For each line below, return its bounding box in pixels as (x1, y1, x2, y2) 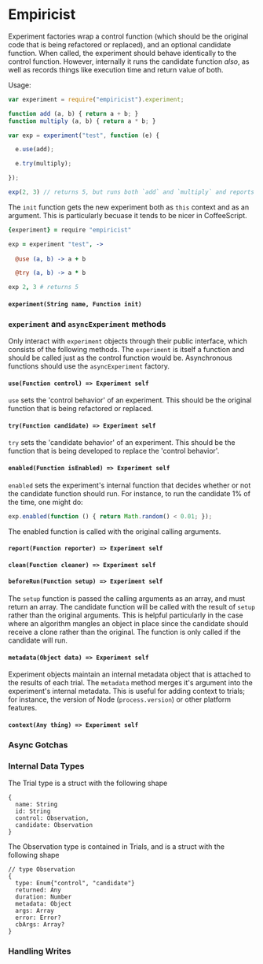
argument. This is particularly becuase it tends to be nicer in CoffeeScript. (8, 210, 247, 220)
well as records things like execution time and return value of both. (8, 65, 224, 74)
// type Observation (8, 865, 76, 873)
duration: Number (15, 892, 72, 901)
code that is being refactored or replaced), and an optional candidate (8, 39, 232, 49)
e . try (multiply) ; (15, 160, 72, 168)
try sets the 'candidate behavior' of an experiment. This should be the (8, 438, 236, 447)
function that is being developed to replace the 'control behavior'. (8, 447, 220, 456)
